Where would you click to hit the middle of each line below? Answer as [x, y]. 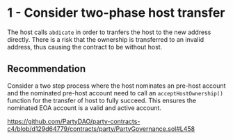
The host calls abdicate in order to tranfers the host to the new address [109, 32]
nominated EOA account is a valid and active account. [85, 108]
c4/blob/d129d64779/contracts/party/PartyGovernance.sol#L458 [101, 129]
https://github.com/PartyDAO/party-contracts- [74, 121]
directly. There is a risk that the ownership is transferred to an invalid [105, 39]
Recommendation [46, 69]
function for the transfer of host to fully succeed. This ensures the [102, 100]
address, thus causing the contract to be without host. [85, 47]
